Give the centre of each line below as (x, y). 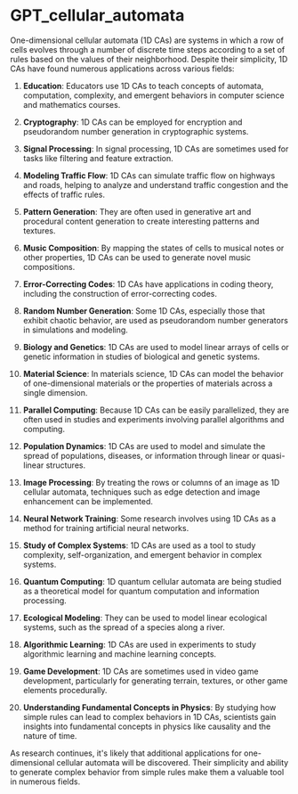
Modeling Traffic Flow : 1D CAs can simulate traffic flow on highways (149, 176)
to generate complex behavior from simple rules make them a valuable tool (147, 772)
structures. (66, 465)
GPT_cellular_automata (97, 16)
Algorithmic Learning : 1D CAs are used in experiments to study (140, 644)
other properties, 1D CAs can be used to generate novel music (137, 257)
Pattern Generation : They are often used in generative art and (137, 211)
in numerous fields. (45, 782)
